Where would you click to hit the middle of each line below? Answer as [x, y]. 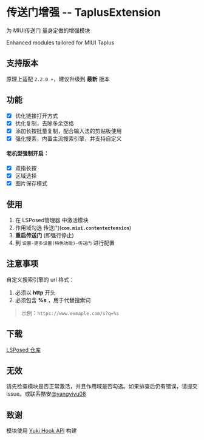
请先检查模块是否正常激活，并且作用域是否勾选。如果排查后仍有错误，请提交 [102, 387]
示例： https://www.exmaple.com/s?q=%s [70, 313]
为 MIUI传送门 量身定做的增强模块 [48, 30]
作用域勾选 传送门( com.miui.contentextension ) [73, 228]
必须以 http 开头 [35, 293]
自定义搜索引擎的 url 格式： [40, 279]
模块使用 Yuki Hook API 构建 [42, 431]
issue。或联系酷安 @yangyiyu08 [46, 394]
